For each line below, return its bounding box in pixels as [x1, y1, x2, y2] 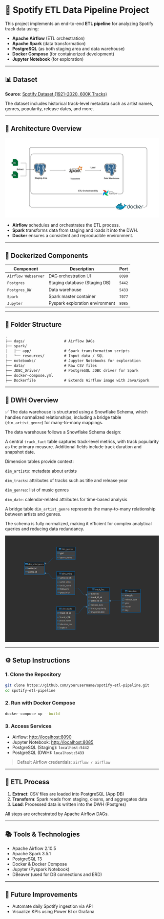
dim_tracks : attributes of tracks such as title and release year [5, 478, 128, 484]
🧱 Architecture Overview [5, 124, 82, 133]
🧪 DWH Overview [5, 396, 59, 404]
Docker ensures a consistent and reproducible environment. [12, 233, 133, 239]
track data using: [5, 25, 39, 31]
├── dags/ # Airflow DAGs [5, 339, 95, 344]
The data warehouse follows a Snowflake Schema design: [5, 429, 122, 435]
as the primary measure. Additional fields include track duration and [5, 444, 142, 450]
